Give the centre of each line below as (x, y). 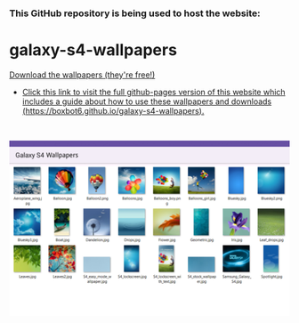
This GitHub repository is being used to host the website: (135, 13)
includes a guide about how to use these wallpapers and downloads (147, 101)
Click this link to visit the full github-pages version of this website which (154, 92)
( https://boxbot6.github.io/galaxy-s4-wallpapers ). (113, 110)
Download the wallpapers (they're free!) (82, 75)
